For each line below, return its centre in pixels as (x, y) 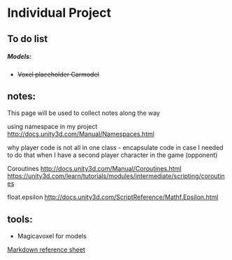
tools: (20, 219)
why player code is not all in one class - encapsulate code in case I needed (115, 148)
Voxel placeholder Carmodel (58, 74)
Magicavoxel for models (52, 236)
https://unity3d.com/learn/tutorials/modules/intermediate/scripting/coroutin (116, 176)
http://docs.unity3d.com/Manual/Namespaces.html (81, 134)
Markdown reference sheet (46, 249)
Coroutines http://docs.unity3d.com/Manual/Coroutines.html (94, 169)
